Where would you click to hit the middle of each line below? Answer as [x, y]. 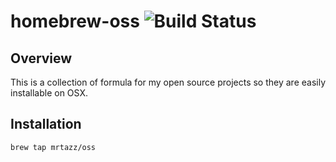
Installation [46, 124]
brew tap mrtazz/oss [53, 147]
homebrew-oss [75, 21]
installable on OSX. [49, 93]
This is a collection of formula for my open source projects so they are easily [168, 82]
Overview [41, 58]
